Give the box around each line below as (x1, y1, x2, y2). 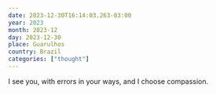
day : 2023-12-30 (8, 33, 61, 42)
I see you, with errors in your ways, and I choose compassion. (8, 76, 209, 86)
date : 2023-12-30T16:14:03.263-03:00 (8, 11, 132, 20)
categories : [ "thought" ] (8, 56, 90, 63)
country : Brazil (8, 48, 61, 56)
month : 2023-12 (8, 26, 58, 34)
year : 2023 (8, 19, 44, 27)
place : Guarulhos (8, 41, 65, 49)
